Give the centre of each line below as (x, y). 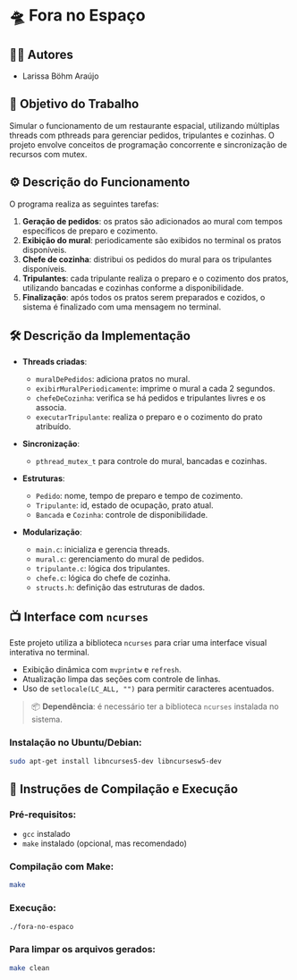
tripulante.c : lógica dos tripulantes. (103, 569)
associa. (51, 408)
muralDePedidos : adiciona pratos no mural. (113, 379)
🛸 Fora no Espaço (77, 16)
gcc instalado (46, 834)
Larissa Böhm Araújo (60, 76)
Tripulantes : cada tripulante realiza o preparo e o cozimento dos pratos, (155, 278)
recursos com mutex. (48, 154)
